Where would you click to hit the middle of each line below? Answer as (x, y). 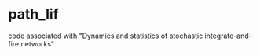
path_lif (33, 14)
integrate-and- (229, 36)
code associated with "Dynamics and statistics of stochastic (106, 36)
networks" (38, 43)
